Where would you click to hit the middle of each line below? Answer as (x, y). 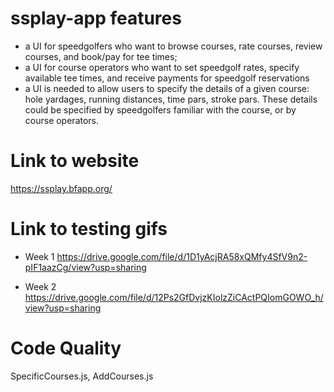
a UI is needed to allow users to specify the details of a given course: (167, 88)
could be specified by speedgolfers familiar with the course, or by (160, 109)
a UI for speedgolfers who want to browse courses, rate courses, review (173, 46)
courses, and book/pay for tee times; (101, 56)
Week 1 (39, 256)
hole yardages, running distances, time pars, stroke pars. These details (171, 99)
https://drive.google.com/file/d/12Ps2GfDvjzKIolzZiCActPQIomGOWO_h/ (174, 297)
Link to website (75, 161)
